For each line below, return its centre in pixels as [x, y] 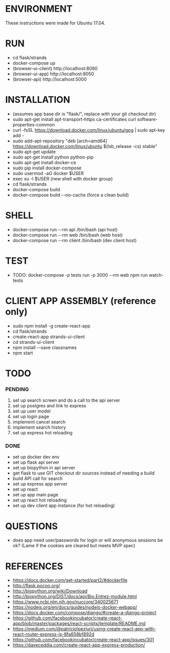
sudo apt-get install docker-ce [44, 162]
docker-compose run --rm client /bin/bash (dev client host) [75, 240]
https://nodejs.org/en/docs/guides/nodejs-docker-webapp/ [75, 607]
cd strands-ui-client [33, 342]
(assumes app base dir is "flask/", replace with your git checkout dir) [84, 114]
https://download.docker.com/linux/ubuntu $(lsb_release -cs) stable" [85, 146]
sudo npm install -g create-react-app [51, 325]
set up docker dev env [36, 457]
